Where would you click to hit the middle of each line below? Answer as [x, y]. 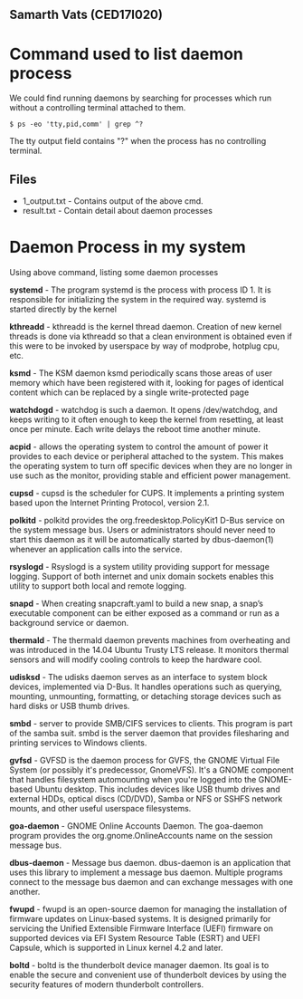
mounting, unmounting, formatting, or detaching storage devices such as [146, 696]
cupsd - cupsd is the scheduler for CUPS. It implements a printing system [147, 494]
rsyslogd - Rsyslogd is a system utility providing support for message [139, 567]
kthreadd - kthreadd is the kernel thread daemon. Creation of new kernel [146, 327]
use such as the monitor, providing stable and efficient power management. [150, 475]
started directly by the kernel [63, 309]
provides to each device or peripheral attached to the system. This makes [147, 456]
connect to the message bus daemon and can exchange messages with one [151, 882]
